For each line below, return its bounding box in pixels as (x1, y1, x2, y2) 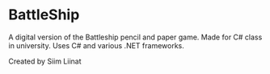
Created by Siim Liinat (8, 56, 82, 66)
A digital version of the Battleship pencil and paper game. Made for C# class (8, 32, 263, 42)
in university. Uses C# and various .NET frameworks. (8, 40, 184, 50)
